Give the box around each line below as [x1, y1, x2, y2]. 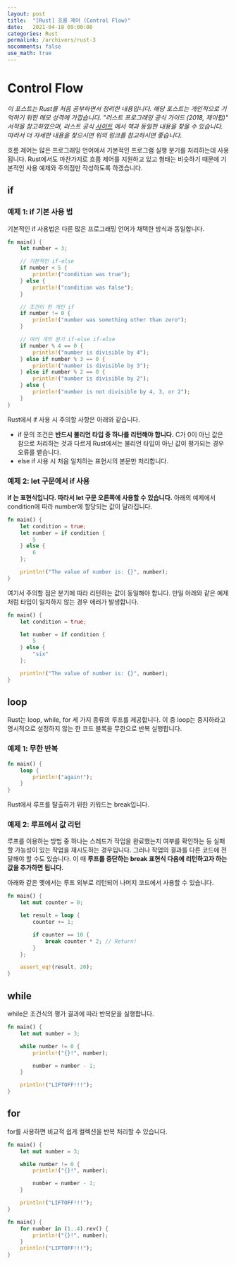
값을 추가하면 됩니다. [7, 863, 64, 872]
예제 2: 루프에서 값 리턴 [7, 820, 81, 830]
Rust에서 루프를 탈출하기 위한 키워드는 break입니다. [7, 800, 150, 809]
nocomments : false [7, 43, 61, 50]
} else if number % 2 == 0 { [20, 369, 106, 376]
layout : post [7, 10, 46, 18]
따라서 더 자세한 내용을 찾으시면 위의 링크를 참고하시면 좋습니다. [7, 131, 182, 139]
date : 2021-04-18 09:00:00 [7, 23, 93, 30]
